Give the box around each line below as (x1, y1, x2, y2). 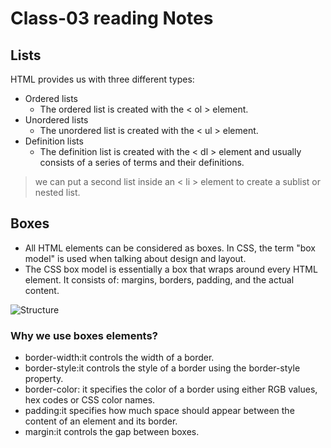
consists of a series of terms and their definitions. (39, 157, 245, 168)
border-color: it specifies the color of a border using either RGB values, (24, 383, 318, 396)
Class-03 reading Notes (10, 7, 214, 30)
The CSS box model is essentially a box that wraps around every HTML (24, 263, 318, 275)
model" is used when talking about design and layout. (24, 252, 247, 264)
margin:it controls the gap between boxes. (24, 426, 200, 438)
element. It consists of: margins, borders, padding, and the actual (24, 273, 295, 286)
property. (24, 373, 64, 385)
